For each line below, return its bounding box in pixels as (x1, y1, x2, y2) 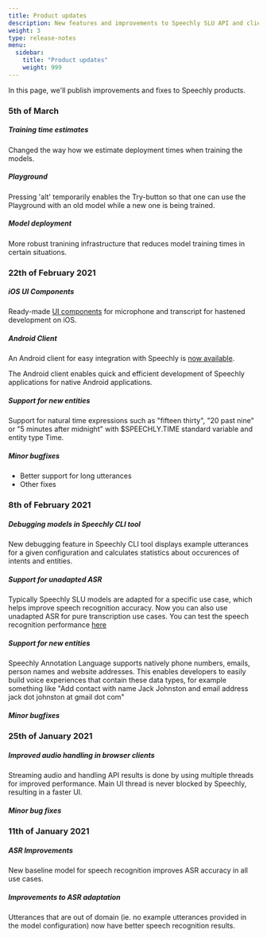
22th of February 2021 (8, 267, 96, 278)
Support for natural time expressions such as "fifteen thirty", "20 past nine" (8, 416, 254, 426)
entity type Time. (8, 433, 64, 442)
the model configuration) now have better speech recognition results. (8, 921, 236, 931)
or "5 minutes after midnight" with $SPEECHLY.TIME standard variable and (8, 424, 253, 434)
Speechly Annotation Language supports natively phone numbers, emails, (8, 658, 250, 668)
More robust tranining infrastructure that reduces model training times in (8, 238, 246, 248)
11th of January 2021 (8, 826, 90, 837)
